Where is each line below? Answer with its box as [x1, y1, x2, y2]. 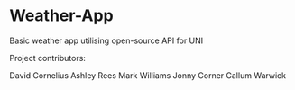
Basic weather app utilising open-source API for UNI [9, 35, 204, 46]
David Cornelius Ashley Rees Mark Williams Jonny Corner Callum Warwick [9, 69, 287, 81]
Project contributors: [9, 52, 86, 63]
